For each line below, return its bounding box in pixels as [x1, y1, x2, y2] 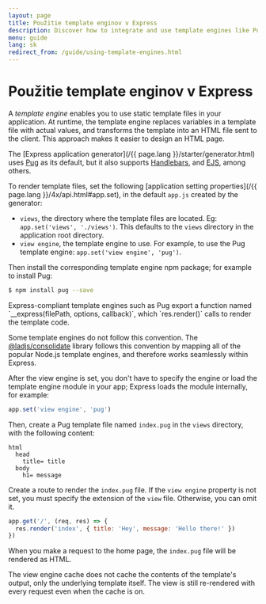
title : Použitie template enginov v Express [8, 19, 158, 27]
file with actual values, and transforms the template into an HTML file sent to [8, 125, 257, 135]
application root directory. [19, 230, 104, 240]
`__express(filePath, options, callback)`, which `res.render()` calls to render [8, 309, 252, 318]
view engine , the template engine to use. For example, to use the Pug [19, 238, 245, 248]
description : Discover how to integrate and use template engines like [8, 26, 249, 34]
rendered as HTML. [8, 555, 72, 564]
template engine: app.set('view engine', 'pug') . [19, 247, 182, 256]
